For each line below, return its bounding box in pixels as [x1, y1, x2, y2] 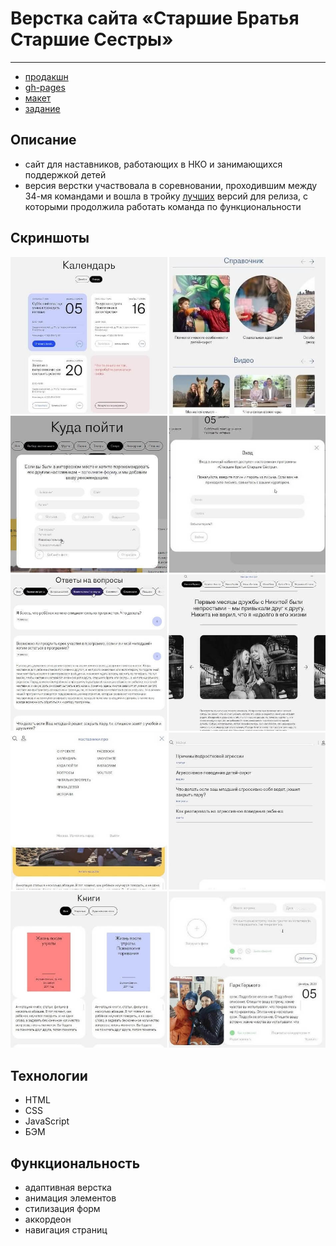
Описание [10, 132, 77, 149]
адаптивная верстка [24, 1182, 112, 1193]
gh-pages [24, 81, 66, 93]
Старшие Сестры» [10, 28, 174, 51]
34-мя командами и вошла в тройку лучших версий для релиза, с [24, 190, 308, 202]
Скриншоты [10, 230, 90, 247]
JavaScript [24, 1115, 70, 1127]
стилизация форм [24, 1203, 101, 1214]
